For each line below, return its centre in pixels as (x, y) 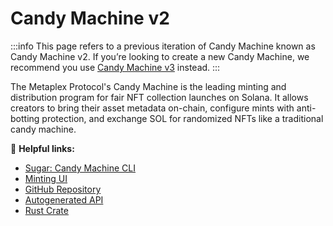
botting (25, 118)
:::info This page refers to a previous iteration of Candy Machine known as (163, 46)
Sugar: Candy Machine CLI (80, 168)
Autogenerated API (64, 199)
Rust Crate (46, 210)
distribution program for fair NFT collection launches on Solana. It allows (159, 97)
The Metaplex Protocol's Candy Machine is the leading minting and (148, 86)
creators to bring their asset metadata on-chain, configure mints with (152, 108)
